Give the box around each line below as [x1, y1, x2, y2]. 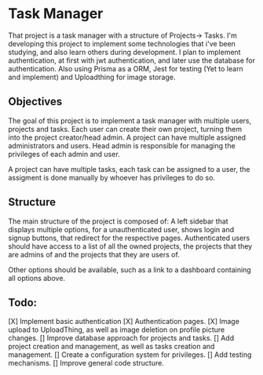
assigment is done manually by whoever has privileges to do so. [8, 173, 216, 182]
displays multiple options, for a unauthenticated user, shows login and [8, 224, 235, 234]
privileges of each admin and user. [8, 149, 120, 158]
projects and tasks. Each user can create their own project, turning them [8, 124, 243, 133]
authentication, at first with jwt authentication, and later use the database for [8, 56, 256, 65]
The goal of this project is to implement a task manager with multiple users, [8, 115, 252, 126]
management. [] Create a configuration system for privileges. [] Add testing [8, 350, 252, 359]
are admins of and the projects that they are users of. [8, 249, 181, 259]
